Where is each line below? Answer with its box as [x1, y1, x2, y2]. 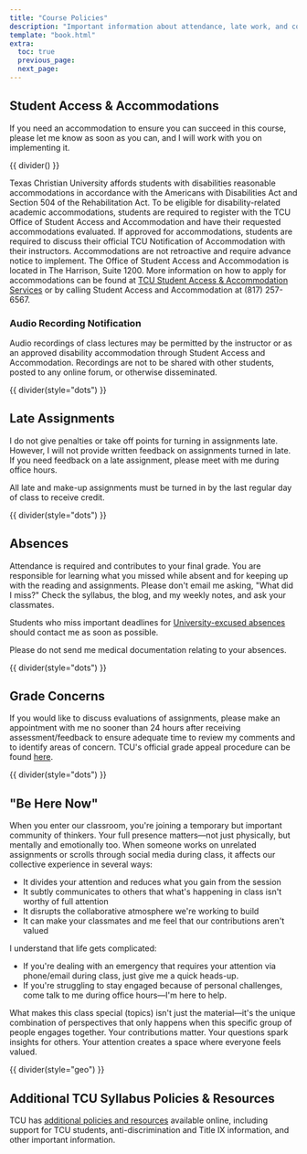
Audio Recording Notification [9, 316, 142, 329]
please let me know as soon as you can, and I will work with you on [9, 132, 262, 143]
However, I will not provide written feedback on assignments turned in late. [9, 444, 291, 455]
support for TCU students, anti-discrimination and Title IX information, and [9, 1125, 290, 1136]
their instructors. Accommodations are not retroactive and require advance [9, 245, 291, 256]
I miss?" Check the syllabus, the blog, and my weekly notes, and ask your [9, 589, 286, 600]
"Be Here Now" [9, 796, 99, 811]
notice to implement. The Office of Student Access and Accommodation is [9, 255, 290, 266]
